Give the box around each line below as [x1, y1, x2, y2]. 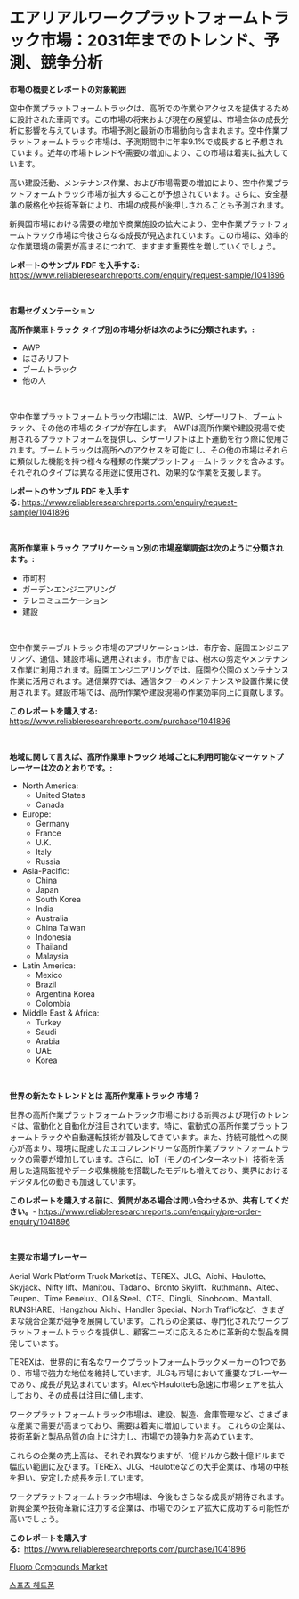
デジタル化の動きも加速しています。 [9, 1176, 141, 1187]
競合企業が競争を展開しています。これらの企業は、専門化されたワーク [24, 1315, 282, 1326]
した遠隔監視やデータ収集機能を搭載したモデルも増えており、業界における [16, 1164, 289, 1176]
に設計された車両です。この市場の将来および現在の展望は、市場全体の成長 [9, 113, 282, 125]
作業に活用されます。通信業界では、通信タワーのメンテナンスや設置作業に [9, 675, 282, 686]
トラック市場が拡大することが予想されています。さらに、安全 [55, 188, 281, 199]
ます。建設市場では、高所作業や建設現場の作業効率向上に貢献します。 [32, 687, 289, 698]
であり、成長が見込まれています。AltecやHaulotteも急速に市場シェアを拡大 [9, 1378, 284, 1390]
